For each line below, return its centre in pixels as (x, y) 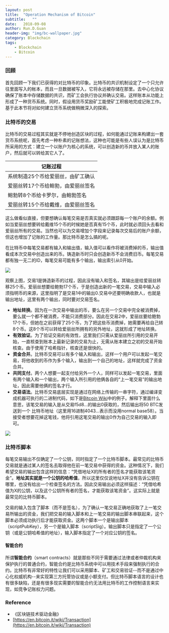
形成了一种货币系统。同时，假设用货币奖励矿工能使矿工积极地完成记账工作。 (84, 101)
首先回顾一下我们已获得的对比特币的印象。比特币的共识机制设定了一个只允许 (84, 82)
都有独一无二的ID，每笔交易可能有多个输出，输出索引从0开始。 (70, 261)
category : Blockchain (28, 38)
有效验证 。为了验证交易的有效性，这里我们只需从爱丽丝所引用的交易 (83, 335)
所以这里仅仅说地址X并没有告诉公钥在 (121, 478)
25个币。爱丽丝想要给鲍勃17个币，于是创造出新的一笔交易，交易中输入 (82, 287)
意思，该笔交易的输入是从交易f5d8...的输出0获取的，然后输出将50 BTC (86, 405)
